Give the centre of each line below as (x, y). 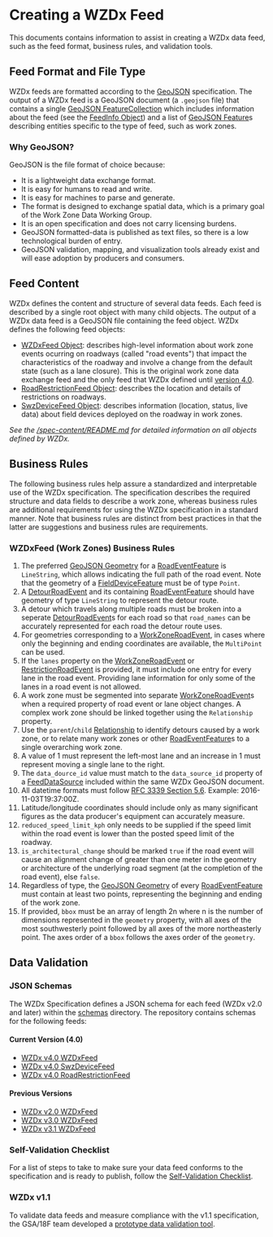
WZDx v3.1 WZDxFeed (58, 1129)
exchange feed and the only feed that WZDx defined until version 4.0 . (137, 379)
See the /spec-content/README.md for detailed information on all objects (133, 429)
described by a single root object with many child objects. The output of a (133, 311)
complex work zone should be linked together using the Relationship (137, 712)
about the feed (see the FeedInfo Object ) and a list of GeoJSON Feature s (131, 117)
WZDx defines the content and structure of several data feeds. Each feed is (136, 303)
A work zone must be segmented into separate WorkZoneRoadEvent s (138, 695)
